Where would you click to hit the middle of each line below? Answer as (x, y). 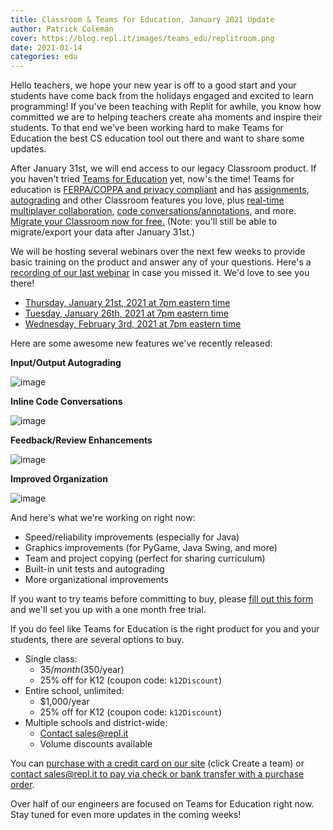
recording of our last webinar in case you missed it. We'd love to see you (160, 273)
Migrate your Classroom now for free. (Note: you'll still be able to (144, 222)
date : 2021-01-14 (46, 47)
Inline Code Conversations (66, 402)
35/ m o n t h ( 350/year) (82, 670)
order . (22, 785)
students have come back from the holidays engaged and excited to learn (162, 96)
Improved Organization (59, 479)
